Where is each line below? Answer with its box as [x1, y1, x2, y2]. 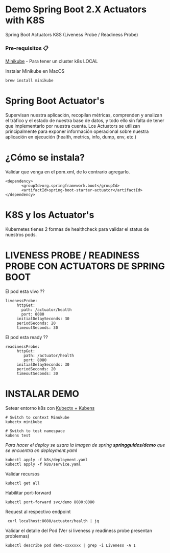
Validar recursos [5, 470, 40, 477]
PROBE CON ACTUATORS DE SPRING [5, 261, 165, 272]
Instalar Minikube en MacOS [5, 68, 65, 74]
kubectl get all [5, 481, 40, 486]
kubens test [5, 432, 31, 438]
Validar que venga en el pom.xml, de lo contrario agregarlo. [5, 169, 130, 175]
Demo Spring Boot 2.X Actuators [5, 4, 147, 15]
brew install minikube [5, 78, 54, 83]
